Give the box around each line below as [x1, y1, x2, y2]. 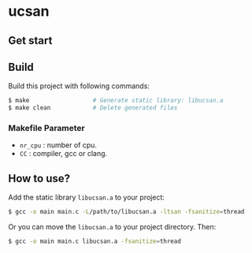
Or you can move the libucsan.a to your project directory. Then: [8, 222, 217, 232]
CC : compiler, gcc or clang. [19, 149, 108, 158]
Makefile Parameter [8, 123, 85, 134]
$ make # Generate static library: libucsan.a [8, 97, 224, 105]
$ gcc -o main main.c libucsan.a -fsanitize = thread [8, 237, 181, 246]
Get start [8, 34, 53, 47]
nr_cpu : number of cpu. [19, 140, 97, 150]
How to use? [8, 172, 71, 185]
